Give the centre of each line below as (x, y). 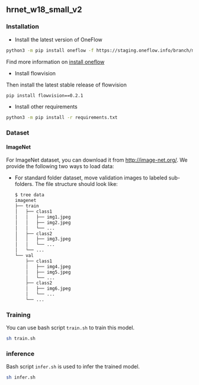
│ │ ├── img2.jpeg (43, 222)
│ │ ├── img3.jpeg (43, 239)
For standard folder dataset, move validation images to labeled (91, 178)
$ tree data (29, 195)
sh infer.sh (21, 378)
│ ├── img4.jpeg (48, 267)
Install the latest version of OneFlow (58, 39)
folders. (24, 184)
